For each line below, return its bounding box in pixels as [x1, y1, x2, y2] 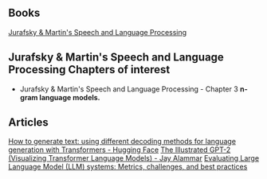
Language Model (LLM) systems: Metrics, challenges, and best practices [8, 162, 248, 172]
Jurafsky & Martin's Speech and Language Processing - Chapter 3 [19, 84, 239, 94]
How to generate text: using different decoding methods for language [8, 137, 237, 146]
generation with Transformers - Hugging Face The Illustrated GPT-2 [8, 145, 231, 154]
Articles [8, 115, 49, 130]
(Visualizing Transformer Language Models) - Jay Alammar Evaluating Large [8, 154, 260, 163]
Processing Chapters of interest [8, 63, 171, 76]
